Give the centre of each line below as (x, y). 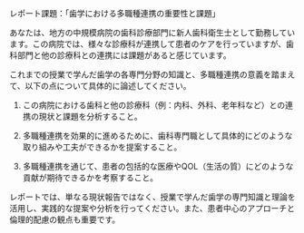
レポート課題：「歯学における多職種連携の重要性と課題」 (115, 13)
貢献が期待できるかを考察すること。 (90, 178)
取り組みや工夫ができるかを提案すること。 (102, 147)
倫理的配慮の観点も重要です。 (65, 219)
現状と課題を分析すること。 (90, 116)
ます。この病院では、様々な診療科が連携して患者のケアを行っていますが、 (148, 44)
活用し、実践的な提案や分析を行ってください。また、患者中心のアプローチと (152, 208)
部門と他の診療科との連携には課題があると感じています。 (124, 55)
